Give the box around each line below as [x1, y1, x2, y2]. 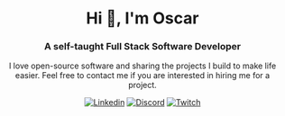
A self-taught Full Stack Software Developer [43, 40, 242, 53]
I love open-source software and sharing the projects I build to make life [8, 60, 277, 71]
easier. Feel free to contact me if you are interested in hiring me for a [14, 70, 271, 81]
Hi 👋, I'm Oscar [86, 8, 199, 29]
